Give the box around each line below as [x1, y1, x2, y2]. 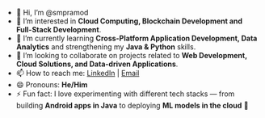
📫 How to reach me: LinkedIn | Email [15, 69, 140, 78]
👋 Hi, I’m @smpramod [15, 8, 89, 17]
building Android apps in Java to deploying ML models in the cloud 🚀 [15, 101, 249, 110]
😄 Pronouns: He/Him [15, 80, 88, 89]
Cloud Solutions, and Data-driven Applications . [15, 59, 179, 69]
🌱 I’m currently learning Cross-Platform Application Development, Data [15, 33, 258, 43]
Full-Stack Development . [15, 25, 102, 34]
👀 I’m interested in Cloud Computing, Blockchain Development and [15, 16, 243, 26]
